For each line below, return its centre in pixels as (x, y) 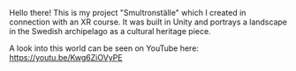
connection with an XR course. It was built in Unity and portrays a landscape (148, 22)
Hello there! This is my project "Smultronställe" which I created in (128, 13)
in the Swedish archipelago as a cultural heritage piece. (110, 31)
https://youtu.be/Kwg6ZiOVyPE (66, 57)
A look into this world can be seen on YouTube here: (104, 48)
